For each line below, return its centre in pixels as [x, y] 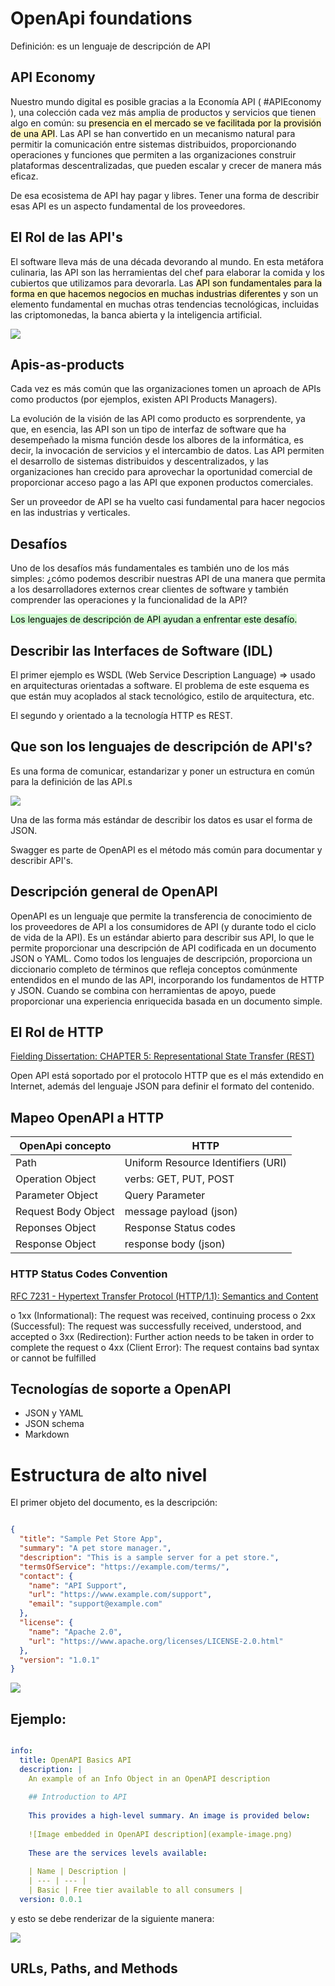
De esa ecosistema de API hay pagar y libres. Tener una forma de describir [165, 195]
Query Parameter [165, 1195]
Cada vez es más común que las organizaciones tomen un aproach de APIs [166, 389]
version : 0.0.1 [51, 1900]
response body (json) [175, 1244]
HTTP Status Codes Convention [89, 1274]
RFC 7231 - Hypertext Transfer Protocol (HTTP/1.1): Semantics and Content [164, 1296]
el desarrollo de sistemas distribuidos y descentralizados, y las [139, 461]
